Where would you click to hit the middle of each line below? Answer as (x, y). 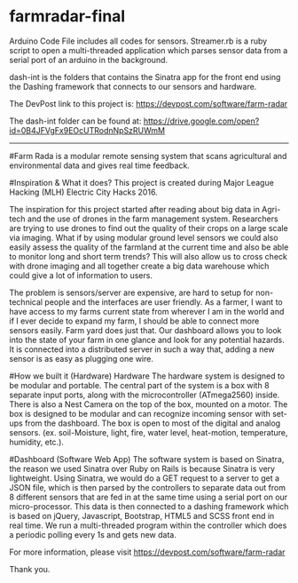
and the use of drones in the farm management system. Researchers (153, 219)
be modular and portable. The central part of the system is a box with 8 (139, 385)
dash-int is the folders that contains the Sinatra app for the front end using (145, 76)
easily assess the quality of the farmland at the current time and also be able (149, 247)
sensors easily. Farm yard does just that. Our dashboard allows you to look (145, 330)
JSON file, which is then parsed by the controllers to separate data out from (148, 487)
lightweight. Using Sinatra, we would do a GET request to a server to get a (145, 478)
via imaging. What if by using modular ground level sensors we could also (144, 237)
